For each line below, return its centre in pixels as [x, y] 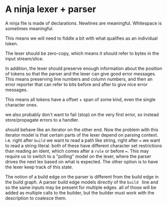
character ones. [22, 105]
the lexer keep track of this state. [39, 167]
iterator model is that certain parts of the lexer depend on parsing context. [82, 135]
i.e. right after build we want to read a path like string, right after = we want [83, 140]
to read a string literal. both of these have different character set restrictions [83, 145]
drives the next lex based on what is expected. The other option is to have [81, 161]
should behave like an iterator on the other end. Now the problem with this [82, 130]
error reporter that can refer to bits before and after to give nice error [76, 84]
